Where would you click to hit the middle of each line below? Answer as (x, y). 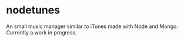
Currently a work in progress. (42, 32)
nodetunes (33, 10)
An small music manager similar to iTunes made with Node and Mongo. (92, 26)
